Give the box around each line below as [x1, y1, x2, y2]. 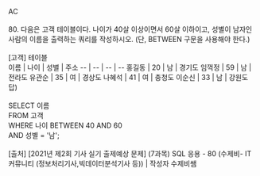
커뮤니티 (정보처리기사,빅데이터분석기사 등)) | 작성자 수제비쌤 [8, 159, 197, 168]
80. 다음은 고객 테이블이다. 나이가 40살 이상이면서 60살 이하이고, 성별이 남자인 [8, 25, 253, 34]
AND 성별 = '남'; [8, 131, 60, 140]
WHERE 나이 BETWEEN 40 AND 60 [8, 121, 122, 130]
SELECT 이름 [8, 101, 50, 110]
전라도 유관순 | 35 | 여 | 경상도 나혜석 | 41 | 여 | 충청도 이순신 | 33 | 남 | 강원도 [8, 73, 249, 82]
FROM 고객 [8, 111, 44, 120]
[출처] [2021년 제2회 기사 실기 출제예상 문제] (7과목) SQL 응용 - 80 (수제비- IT [8, 149, 252, 158]
